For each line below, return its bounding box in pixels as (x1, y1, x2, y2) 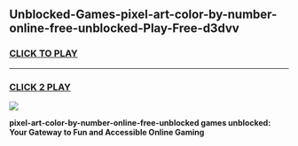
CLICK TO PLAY (9, 48, 78, 60)
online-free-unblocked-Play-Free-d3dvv (9, 21, 239, 36)
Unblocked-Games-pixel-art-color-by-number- (9, 7, 278, 22)
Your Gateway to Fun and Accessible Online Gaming (9, 127, 205, 137)
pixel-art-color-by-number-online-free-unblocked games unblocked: (9, 117, 271, 127)
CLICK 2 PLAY (9, 81, 71, 93)
